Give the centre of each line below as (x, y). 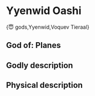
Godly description (40, 65)
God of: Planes (33, 45)
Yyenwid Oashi (44, 11)
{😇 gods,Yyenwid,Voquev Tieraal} (48, 27)
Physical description (45, 85)
